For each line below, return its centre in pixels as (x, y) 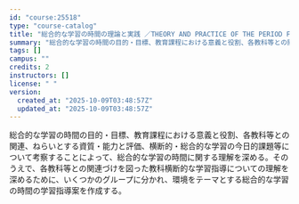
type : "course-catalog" (53, 26)
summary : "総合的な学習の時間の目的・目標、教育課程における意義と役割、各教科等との (148, 42)
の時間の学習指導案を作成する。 (68, 191)
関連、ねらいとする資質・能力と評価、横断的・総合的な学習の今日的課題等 (145, 146)
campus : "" (29, 59)
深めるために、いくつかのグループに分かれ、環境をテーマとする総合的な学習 (149, 180)
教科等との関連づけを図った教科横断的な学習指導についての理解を (168, 168)
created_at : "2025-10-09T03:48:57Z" (85, 100)
